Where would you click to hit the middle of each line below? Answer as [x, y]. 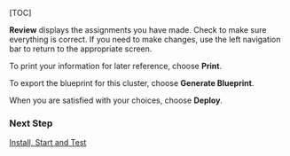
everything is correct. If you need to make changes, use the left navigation [145, 39]
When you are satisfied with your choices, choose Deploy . [116, 100]
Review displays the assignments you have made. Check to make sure [138, 30]
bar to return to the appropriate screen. [81, 49]
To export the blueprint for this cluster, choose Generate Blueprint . [132, 83]
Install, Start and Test [48, 143]
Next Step [31, 123]
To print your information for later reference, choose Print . [116, 66]
